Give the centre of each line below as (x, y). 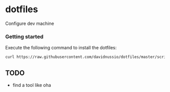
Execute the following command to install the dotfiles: (61, 48)
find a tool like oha (32, 85)
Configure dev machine (30, 23)
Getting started (25, 37)
